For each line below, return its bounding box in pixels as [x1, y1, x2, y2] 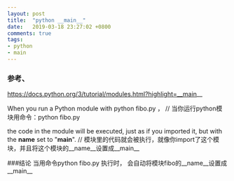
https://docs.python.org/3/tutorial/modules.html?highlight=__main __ [7, 90, 203, 99]
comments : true [7, 29, 52, 37]
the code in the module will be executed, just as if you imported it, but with [7, 127, 223, 136]
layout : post [7, 10, 46, 17]
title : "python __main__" [7, 17, 86, 24]
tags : [7, 36, 23, 43]
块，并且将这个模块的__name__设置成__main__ [7, 144, 140, 152]
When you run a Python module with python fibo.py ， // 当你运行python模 [7, 104, 223, 113]
